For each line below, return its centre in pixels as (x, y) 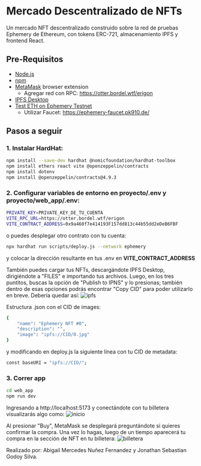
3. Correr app (26, 378)
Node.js (25, 74)
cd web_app (20, 391)
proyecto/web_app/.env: (43, 200)
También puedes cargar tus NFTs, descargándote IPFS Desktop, (85, 269)
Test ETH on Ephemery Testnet (53, 106)
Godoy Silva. (22, 457)
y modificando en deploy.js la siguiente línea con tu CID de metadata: (92, 352)
